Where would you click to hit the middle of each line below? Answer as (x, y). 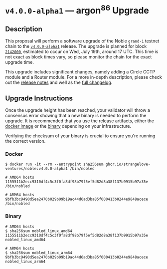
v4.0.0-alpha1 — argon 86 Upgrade (77, 10)
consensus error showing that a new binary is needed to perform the (76, 116)
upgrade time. (19, 62)
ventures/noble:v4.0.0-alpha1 (37, 169)
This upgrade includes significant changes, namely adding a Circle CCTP (80, 72)
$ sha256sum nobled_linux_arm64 (39, 253)
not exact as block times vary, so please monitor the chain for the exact (79, 57)
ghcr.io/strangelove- (128, 164)
